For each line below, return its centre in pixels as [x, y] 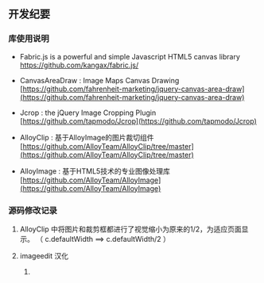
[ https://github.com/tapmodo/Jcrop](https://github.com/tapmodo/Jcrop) [138, 120]
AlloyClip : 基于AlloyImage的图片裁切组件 [87, 137]
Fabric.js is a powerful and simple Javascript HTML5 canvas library [130, 56]
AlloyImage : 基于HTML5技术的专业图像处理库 [95, 171]
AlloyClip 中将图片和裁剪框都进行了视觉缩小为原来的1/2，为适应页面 [131, 229]
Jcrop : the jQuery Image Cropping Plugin [88, 113]
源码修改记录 [33, 210]
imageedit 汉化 [44, 255]
